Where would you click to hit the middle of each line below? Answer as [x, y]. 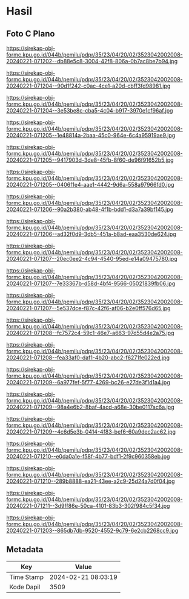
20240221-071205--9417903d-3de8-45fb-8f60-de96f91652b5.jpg [90, 160]
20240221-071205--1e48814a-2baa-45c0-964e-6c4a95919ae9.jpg [91, 135]
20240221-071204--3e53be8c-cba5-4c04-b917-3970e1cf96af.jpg [90, 110]
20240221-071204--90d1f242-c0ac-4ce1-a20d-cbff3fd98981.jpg [88, 86]
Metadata [25, 549]
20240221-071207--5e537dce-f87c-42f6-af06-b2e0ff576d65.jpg [88, 308]
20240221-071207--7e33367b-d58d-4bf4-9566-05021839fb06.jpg [91, 283]
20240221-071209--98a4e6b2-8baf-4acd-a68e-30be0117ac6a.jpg [90, 407]
